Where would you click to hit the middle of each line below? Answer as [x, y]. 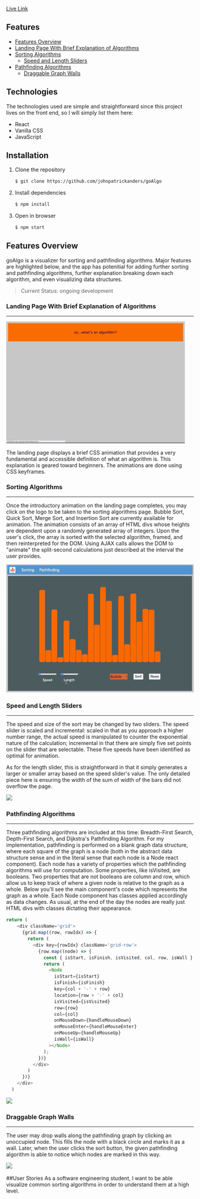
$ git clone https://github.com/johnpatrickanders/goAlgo [88, 181]
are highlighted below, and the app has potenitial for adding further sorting [98, 267]
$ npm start [29, 228]
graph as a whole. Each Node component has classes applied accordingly [97, 896]
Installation [27, 156]
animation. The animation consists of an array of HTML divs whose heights [98, 525]
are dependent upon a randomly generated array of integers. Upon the [93, 531]
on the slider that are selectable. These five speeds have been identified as [98, 750]
